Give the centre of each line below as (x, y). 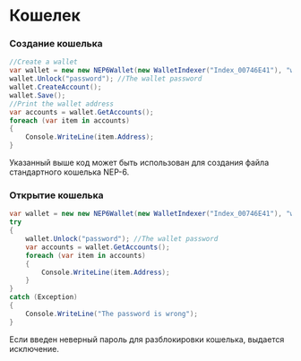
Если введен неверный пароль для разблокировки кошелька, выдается (147, 339)
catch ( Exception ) (43, 297)
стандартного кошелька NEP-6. (69, 172)
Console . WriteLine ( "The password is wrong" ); (112, 314)
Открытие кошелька (56, 195)
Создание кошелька (56, 44)
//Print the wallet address (62, 104)
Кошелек (45, 16)
